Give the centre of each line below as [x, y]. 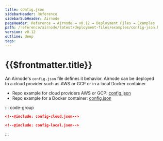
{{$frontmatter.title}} [49, 65]
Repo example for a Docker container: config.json [62, 98]
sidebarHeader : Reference [31, 14]
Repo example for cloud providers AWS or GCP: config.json [71, 93]
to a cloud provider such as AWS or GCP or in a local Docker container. [76, 83]
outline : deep [19, 37]
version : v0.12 [20, 32]
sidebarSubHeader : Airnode [32, 18]
